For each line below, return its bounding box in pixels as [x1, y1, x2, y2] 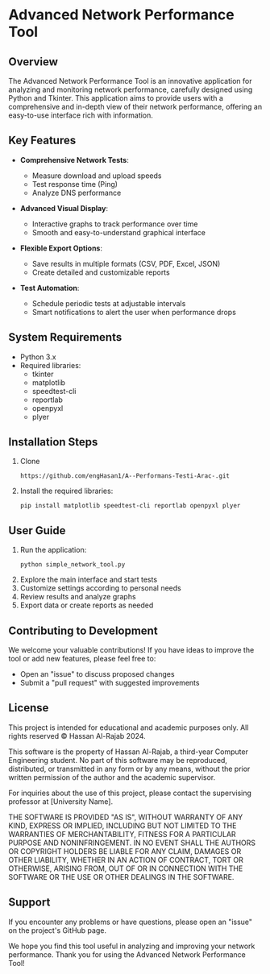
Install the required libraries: [19, 486, 114, 496]
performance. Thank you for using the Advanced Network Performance [8, 949, 246, 959]
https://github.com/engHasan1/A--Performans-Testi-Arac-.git [19, 472, 231, 480]
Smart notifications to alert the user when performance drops [31, 307, 236, 317]
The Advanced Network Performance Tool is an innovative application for [8, 77, 252, 85]
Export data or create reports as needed [19, 600, 154, 610]
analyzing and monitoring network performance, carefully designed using [8, 85, 253, 94]
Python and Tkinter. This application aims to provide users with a [8, 93, 224, 102]
